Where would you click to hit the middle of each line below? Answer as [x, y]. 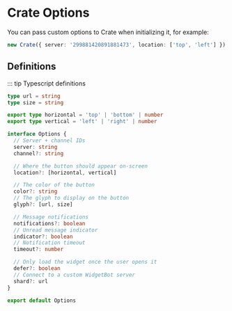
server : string [36, 147]
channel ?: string [39, 153]
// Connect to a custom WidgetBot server [75, 275]
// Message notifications [51, 217]
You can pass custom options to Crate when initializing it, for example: [108, 32]
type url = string [34, 96]
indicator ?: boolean [43, 237]
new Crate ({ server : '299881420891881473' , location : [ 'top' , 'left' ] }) [117, 45]
